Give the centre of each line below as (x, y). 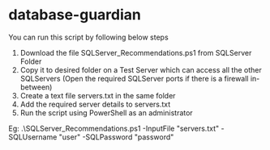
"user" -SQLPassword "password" (116, 137)
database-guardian (75, 15)
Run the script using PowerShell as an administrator (106, 112)
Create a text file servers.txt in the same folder (98, 95)
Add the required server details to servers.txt (95, 104)
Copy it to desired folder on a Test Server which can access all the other (141, 69)
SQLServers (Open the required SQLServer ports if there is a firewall (134, 78)
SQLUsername (33, 137)
